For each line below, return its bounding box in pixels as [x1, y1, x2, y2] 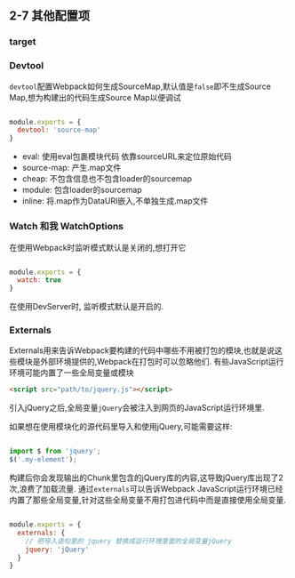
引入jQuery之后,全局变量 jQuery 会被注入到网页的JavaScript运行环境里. [9, 403, 265, 413]
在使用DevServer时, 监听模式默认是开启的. [9, 301, 164, 312]
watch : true [17, 276, 62, 285]
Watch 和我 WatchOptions [9, 221, 124, 233]
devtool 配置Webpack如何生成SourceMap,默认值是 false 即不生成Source [9, 81, 271, 92]
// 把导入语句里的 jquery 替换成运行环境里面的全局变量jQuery [25, 536, 233, 545]
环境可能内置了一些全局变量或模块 [9, 367, 134, 378]
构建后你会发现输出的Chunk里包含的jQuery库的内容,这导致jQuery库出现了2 [9, 472, 284, 483]
